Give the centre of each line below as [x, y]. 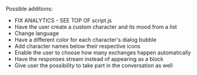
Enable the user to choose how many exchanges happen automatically [103, 53]
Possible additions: [29, 9]
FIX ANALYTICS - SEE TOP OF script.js [63, 20]
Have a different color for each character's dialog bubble [85, 40]
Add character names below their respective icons [77, 46]
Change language [37, 33]
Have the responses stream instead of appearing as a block [89, 59]
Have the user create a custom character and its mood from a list [95, 27]
